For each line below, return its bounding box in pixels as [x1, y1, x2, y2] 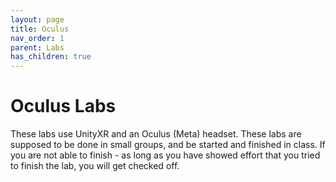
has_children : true [10, 52, 92, 62]
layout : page [10, 14, 65, 25]
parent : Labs [10, 42, 65, 53]
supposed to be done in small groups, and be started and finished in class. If [10, 139, 326, 151]
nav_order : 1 [10, 33, 65, 43]
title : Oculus [10, 24, 70, 34]
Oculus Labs [10, 95, 117, 118]
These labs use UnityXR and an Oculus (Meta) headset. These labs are [10, 128, 302, 140]
